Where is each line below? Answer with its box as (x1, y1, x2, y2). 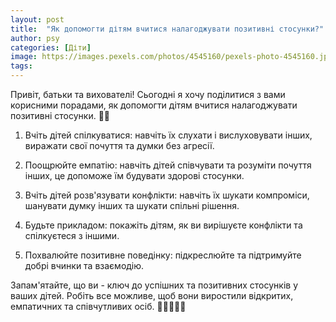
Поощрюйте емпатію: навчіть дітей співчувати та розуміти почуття (24, 159, 312, 171)
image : (10, 52, 38, 62)
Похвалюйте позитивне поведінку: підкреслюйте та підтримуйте (24, 249, 302, 261)
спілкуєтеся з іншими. (24, 230, 120, 241)
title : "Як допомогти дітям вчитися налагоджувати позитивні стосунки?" (10, 24, 325, 34)
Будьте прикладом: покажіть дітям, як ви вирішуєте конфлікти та (24, 219, 303, 231)
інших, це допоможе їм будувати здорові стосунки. (24, 170, 245, 181)
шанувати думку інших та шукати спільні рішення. (24, 200, 240, 211)
